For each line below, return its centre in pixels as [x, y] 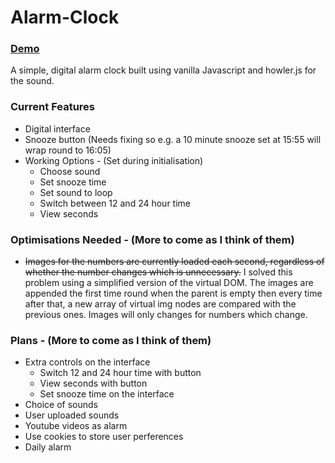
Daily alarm [48, 447]
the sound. [32, 81]
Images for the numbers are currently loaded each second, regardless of [174, 262]
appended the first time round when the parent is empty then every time [173, 293]
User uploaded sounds [72, 415]
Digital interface [57, 128]
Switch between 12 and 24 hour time [115, 203]
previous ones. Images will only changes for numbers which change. [166, 315]
